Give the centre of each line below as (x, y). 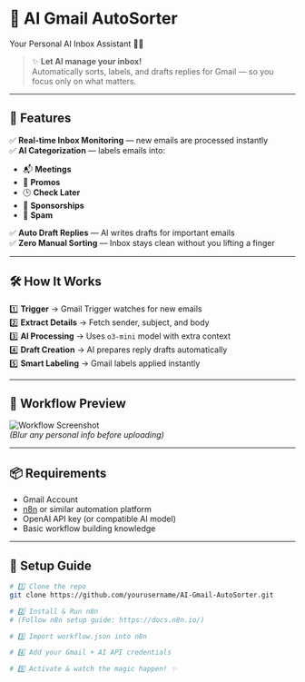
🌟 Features (40, 119)
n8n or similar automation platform (87, 509)
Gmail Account (50, 499)
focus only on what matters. (84, 81)
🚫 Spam (37, 215)
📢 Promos (41, 182)
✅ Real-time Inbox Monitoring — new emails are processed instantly (139, 140)
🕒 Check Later (51, 192)
